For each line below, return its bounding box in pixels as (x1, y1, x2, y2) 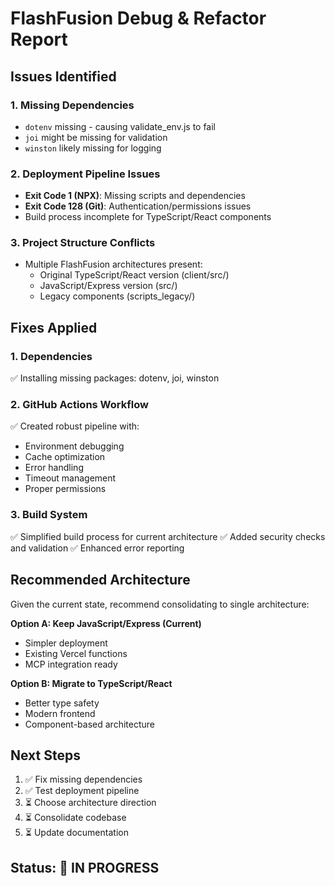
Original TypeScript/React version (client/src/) (39, 269, 230, 281)
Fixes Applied (10, 319, 98, 336)
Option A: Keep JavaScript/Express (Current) (10, 617, 202, 629)
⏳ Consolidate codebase (24, 812, 127, 824)
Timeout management (24, 472, 117, 484)
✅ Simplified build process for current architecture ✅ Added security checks (10, 530, 326, 542)
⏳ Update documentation (24, 827, 129, 839)
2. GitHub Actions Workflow (10, 398, 149, 412)
